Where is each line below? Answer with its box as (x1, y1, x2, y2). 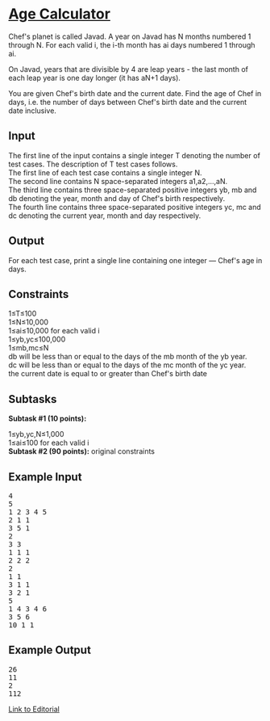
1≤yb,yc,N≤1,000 (8, 430, 64, 439)
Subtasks (8, 392, 57, 406)
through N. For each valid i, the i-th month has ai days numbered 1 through (8, 40, 255, 49)
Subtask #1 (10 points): (8, 413, 87, 424)
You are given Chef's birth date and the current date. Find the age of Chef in (8, 88, 262, 98)
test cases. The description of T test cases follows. (8, 159, 178, 169)
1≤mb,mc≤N (8, 343, 49, 353)
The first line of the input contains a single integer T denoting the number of (8, 150, 260, 160)
